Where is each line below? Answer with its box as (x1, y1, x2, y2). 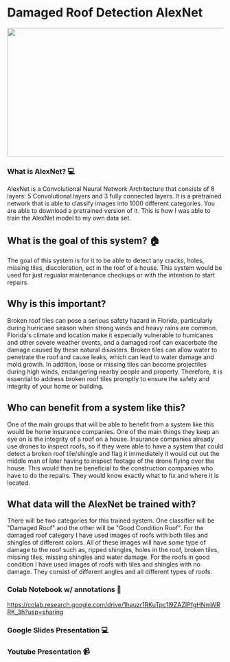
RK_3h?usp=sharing (7, 608, 64, 616)
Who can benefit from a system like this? (7, 402, 186, 413)
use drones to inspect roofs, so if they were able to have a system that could (7, 442, 224, 450)
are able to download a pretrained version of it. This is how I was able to (7, 207, 211, 215)
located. (7, 479, 30, 487)
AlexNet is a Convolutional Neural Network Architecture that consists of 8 (7, 185, 215, 193)
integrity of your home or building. (7, 382, 104, 390)
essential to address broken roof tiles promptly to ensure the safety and (7, 374, 209, 383)
